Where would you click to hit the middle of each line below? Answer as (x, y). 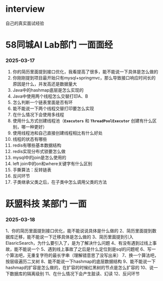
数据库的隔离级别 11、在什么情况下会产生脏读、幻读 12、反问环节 (75, 274)
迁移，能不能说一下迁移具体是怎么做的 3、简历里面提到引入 (74, 237)
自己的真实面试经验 (25, 23)
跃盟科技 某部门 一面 (46, 204)
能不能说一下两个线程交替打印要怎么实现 (53, 108)
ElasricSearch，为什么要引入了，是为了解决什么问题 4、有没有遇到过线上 (79, 243)
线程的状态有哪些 (30, 139)
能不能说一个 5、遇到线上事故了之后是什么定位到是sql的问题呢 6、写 (83, 249)
